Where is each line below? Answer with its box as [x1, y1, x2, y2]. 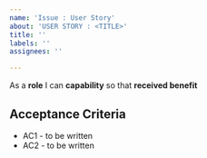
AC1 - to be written [22, 130, 94, 141]
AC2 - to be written [22, 140, 95, 151]
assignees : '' [9, 47, 64, 56]
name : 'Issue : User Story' [9, 13, 116, 23]
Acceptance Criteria [9, 106, 126, 122]
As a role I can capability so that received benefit [9, 80, 198, 91]
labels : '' [9, 38, 51, 48]
